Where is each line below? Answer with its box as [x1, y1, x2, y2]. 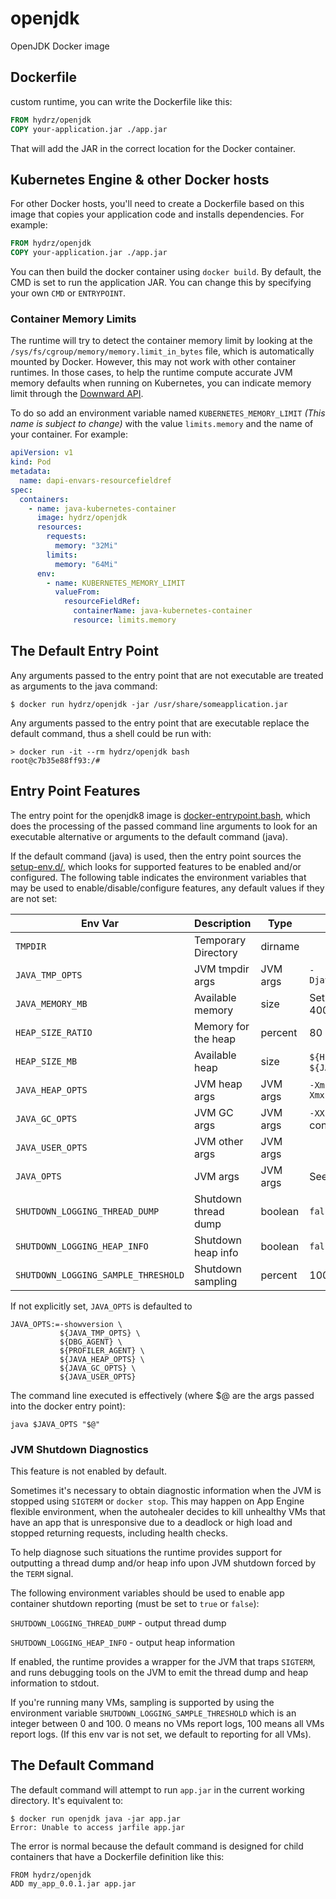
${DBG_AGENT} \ [59, 1337, 123, 1347]
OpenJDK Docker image [10, 40, 110, 52]
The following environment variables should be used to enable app [10, 1587, 285, 1599]
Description [194, 916, 252, 930]
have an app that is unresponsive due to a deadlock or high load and [10, 1516, 293, 1528]
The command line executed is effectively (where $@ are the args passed [10, 1389, 315, 1401]
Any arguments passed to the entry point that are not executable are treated [10, 669, 324, 681]
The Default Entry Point [10, 643, 159, 660]
